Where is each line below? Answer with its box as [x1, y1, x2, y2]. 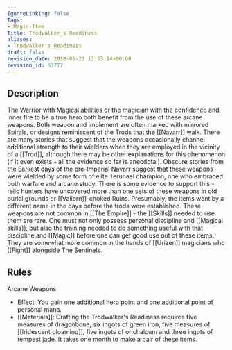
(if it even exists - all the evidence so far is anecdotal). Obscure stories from [7, 158, 224, 166]
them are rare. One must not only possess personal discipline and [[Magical [7, 217, 224, 225]
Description [7, 87, 59, 99]
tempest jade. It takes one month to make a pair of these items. [17, 335, 197, 344]
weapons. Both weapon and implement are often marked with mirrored [7, 121, 209, 129]
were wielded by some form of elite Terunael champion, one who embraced [7, 172, 224, 181]
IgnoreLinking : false [7, 10, 70, 17]
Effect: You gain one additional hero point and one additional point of [17, 298, 213, 306]
